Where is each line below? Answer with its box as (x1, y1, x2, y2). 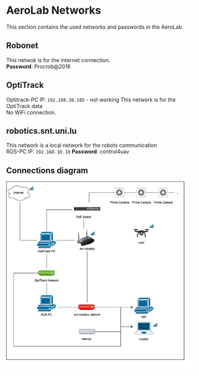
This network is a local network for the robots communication (6, 141, 157, 149)
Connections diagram (6, 165, 88, 175)
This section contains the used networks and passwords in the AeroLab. (6, 23, 184, 30)
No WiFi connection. (6, 109, 57, 116)
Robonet (6, 41, 39, 51)
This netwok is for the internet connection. (6, 56, 110, 63)
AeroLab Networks (6, 4, 101, 17)
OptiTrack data (6, 102, 43, 109)
